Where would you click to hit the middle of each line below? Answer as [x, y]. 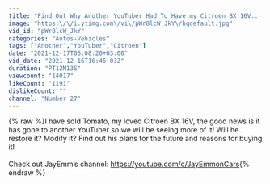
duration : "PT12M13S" [45, 69]
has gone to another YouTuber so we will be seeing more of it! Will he [124, 130]
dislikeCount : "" [38, 91]
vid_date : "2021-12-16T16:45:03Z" [67, 61]
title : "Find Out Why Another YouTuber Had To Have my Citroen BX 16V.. [133, 16]
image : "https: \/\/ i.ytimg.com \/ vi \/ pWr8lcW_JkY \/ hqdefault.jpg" [120, 23]
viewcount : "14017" [41, 76]
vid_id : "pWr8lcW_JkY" [46, 31]
